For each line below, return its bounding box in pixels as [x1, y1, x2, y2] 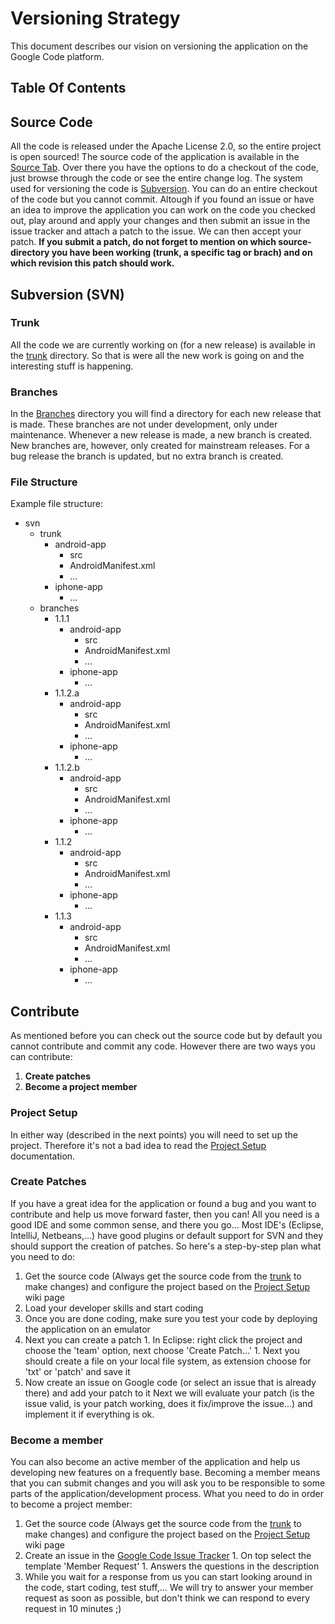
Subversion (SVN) [10, 286, 125, 303]
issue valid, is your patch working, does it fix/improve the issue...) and [24, 1397, 313, 1409]
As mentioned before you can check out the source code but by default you [10, 1030, 323, 1042]
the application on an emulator [24, 1323, 151, 1335]
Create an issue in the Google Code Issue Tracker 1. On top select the [24, 1550, 312, 1562]
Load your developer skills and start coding [24, 1302, 204, 1314]
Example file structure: [10, 498, 103, 510]
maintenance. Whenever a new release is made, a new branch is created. [10, 429, 313, 441]
